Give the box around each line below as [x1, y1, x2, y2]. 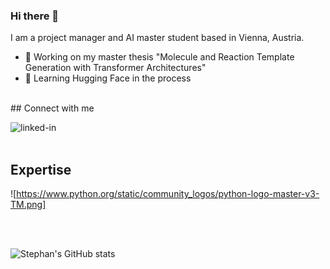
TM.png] [10, 199, 47, 211]
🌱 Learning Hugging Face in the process [24, 72, 192, 84]
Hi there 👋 [10, 9, 60, 23]
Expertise [10, 161, 72, 178]
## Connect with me [10, 102, 95, 114]
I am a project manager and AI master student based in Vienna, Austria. [10, 32, 305, 44]
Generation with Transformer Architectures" [24, 62, 207, 74]
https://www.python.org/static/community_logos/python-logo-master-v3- [16, 188, 320, 200]
